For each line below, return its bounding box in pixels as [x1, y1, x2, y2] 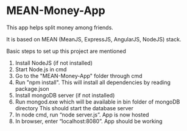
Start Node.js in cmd [15, 65, 67, 73]
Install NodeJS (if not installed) [15, 59, 93, 66]
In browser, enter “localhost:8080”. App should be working [15, 117, 163, 125]
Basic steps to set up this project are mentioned [6, 47, 126, 55]
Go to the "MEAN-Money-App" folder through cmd [15, 72, 143, 79]
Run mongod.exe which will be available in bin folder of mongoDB [15, 98, 180, 105]
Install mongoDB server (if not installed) [15, 91, 115, 99]
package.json [15, 85, 50, 92]
